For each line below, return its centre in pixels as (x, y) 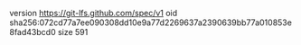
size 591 (73, 32)
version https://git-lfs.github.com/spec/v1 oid (94, 13)
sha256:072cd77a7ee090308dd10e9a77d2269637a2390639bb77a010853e (150, 22)
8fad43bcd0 (33, 32)
